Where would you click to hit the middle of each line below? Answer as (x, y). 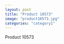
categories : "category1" (30, 23)
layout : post (18, 10)
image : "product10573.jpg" (32, 19)
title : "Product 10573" (29, 14)
